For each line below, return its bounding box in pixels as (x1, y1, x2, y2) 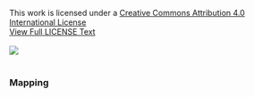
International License (9, 17, 87, 28)
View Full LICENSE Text (9, 27, 96, 36)
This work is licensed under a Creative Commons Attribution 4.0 (9, 8, 246, 18)
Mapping (9, 76, 49, 88)
